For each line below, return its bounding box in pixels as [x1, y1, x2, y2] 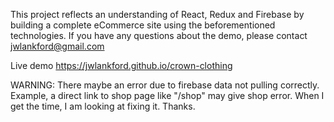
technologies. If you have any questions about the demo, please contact [10, 30, 308, 41]
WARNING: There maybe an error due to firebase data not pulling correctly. [10, 79, 320, 91]
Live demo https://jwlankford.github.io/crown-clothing [10, 60, 233, 71]
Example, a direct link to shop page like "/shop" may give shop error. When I [10, 90, 325, 101]
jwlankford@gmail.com [10, 40, 105, 52]
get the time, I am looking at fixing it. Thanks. [10, 100, 196, 112]
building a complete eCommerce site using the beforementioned [10, 19, 276, 31]
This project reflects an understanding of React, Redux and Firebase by [10, 9, 305, 20]
